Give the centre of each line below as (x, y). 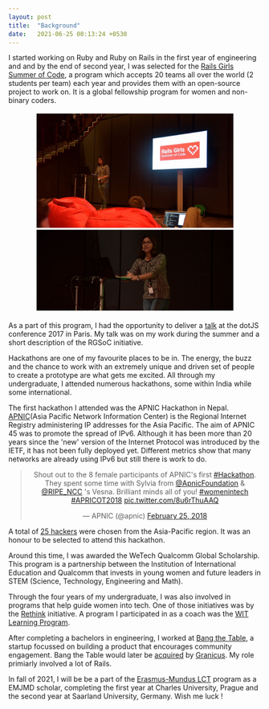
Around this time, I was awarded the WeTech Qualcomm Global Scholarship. (134, 555)
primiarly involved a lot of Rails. (60, 664)
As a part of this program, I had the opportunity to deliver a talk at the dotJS (134, 326)
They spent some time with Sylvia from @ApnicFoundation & (145, 483)
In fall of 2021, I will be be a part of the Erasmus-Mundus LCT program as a (132, 679)
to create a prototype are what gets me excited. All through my (112, 375)
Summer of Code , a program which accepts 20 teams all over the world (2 (131, 75)
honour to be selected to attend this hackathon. (87, 540)
